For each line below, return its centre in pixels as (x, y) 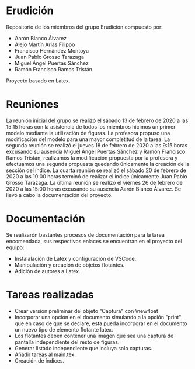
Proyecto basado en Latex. (38, 81)
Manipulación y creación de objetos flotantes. (69, 265)
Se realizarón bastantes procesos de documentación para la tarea (85, 234)
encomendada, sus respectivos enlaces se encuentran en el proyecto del (94, 241)
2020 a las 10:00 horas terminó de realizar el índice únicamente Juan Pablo (97, 176)
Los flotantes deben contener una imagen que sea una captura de (94, 336)
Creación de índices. (39, 360)
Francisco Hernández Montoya (52, 50)
